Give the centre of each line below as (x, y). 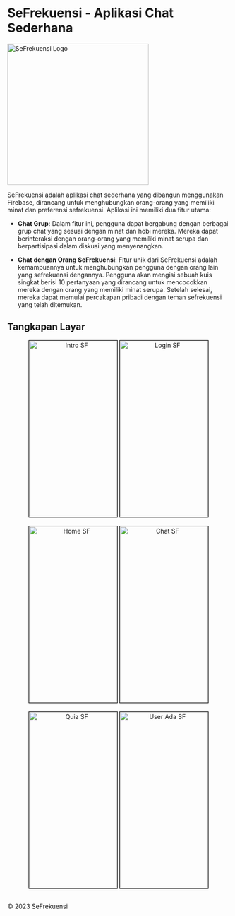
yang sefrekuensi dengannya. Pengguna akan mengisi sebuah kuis (115, 275)
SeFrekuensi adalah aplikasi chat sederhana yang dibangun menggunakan (115, 195)
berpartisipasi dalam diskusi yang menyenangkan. (90, 246)
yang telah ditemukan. (50, 304)
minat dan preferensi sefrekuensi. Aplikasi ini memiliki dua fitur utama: (109, 210)
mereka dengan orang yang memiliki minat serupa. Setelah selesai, (115, 289)
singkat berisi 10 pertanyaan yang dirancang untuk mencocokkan (113, 282)
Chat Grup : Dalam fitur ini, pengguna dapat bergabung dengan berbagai (123, 223)
